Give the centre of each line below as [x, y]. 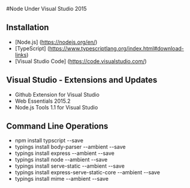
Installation [28, 27]
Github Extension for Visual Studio [57, 94]
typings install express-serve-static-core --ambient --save [88, 172]
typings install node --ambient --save [61, 160]
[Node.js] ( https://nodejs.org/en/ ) [56, 42]
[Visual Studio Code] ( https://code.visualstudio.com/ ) [81, 61]
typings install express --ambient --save [65, 153]
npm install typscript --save [49, 141]
